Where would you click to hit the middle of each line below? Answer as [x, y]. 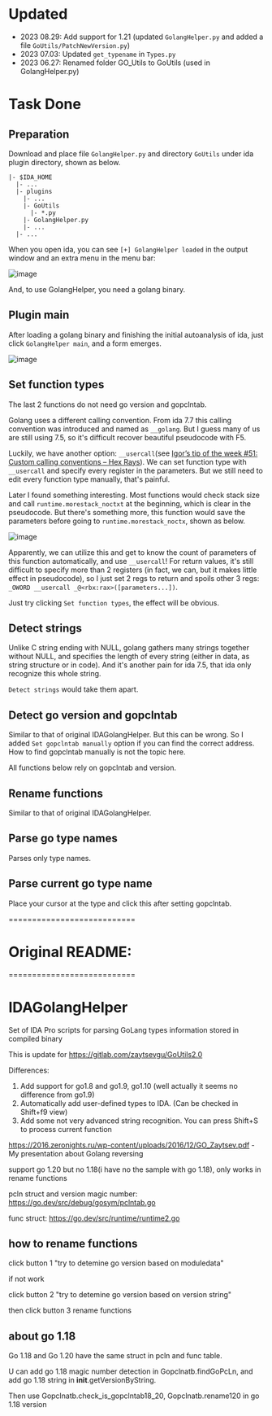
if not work [26, 1279]
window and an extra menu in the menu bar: [82, 258]
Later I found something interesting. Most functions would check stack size [134, 495]
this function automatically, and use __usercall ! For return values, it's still [131, 561]
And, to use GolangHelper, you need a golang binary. [97, 289]
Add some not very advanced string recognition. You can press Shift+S [139, 1121]
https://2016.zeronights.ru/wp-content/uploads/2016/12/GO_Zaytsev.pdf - [132, 1145]
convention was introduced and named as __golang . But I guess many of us [134, 429]
